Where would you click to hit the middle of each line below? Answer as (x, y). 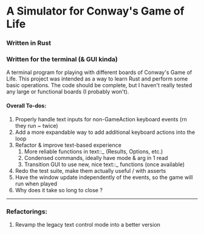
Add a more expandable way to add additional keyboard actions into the (105, 132)
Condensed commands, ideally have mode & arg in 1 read (96, 158)
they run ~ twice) (37, 125)
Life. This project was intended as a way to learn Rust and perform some (97, 79)
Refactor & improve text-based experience (68, 145)
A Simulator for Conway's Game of (95, 11)
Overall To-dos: (26, 105)
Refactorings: (27, 212)
